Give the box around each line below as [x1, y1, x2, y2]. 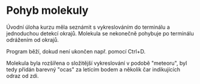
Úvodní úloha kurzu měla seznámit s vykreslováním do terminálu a [6, 23, 170, 31]
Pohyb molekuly [6, 4, 89, 17]
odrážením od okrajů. [6, 36, 59, 43]
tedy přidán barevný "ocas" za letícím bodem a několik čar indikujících [6, 65, 181, 73]
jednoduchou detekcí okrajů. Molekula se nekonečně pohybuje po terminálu [6, 29, 194, 37]
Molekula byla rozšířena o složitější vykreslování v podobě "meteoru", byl [6, 59, 187, 67]
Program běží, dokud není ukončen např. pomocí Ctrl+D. [6, 47, 146, 55]
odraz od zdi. [6, 72, 39, 79]
